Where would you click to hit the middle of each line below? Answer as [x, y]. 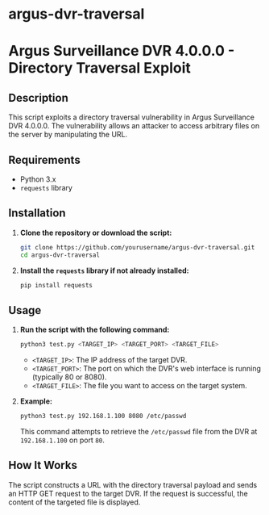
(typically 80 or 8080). [69, 377]
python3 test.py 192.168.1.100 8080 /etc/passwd [103, 417]
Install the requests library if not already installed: [104, 270]
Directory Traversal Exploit [100, 68]
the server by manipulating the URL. [68, 135]
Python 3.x [38, 179]
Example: [36, 401]
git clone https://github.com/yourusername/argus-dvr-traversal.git [137, 247]
